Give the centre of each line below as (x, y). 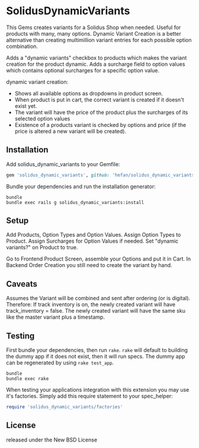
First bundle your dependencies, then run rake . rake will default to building (97, 350)
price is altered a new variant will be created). (70, 131)
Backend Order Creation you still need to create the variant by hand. (89, 265)
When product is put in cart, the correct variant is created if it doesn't (99, 100)
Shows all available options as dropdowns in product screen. (89, 93)
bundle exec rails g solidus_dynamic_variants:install (75, 202)
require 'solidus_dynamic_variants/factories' (65, 407)
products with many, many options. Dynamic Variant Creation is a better (94, 33)
